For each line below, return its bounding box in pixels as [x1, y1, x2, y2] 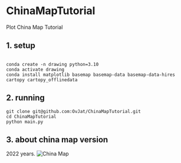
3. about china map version [6, 134, 108, 145]
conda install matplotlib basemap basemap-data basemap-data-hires [6, 72, 176, 78]
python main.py [6, 119, 44, 125]
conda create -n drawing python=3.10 [6, 61, 99, 67]
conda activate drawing [6, 66, 65, 72]
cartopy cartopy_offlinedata [6, 76, 78, 83]
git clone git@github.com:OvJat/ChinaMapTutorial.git [6, 108, 141, 114]
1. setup [6, 41, 35, 51]
